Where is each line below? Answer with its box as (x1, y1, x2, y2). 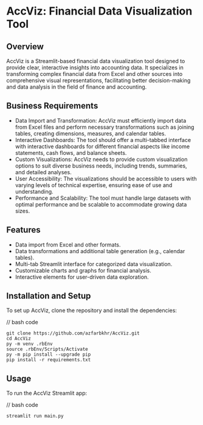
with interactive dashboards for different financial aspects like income (15, 143, 190, 150)
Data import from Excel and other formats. (15, 241, 121, 248)
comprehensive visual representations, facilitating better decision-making (6, 77, 191, 84)
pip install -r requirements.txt (6, 357, 91, 363)
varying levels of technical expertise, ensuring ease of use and (15, 181, 173, 189)
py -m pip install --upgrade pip (6, 352, 91, 358)
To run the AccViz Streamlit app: (6, 390, 88, 397)
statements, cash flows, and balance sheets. (15, 149, 127, 156)
